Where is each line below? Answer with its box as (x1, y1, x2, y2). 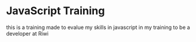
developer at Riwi (6, 30, 49, 37)
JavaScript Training (6, 4, 105, 18)
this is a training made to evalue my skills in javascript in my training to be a (6, 24, 190, 31)
